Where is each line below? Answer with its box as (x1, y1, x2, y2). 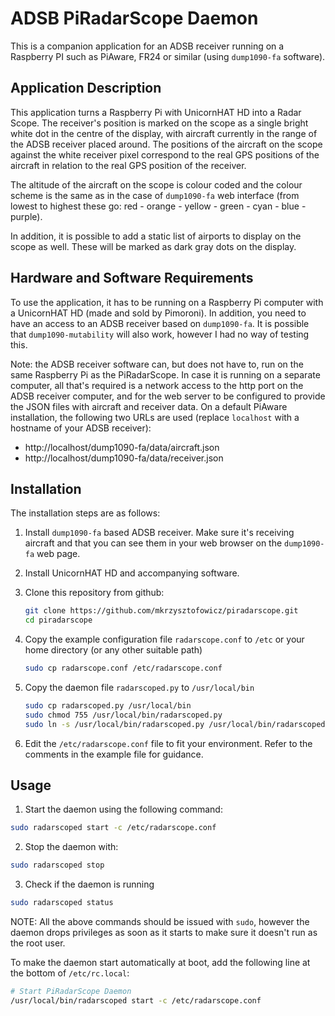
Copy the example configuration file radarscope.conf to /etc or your (24, 633, 305, 646)
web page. (36, 548, 81, 560)
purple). (10, 210, 43, 222)
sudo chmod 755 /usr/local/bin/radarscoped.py (24, 710, 223, 720)
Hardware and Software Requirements (10, 270, 254, 287)
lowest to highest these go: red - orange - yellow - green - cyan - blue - (10, 200, 307, 212)
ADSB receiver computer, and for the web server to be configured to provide (10, 390, 326, 402)
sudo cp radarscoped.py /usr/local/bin (24, 701, 192, 711)
